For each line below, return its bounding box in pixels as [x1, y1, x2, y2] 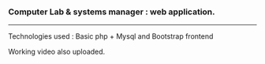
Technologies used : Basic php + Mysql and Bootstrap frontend [8, 32, 214, 41]
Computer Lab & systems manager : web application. [8, 6, 215, 17]
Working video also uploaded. [8, 47, 106, 57]
